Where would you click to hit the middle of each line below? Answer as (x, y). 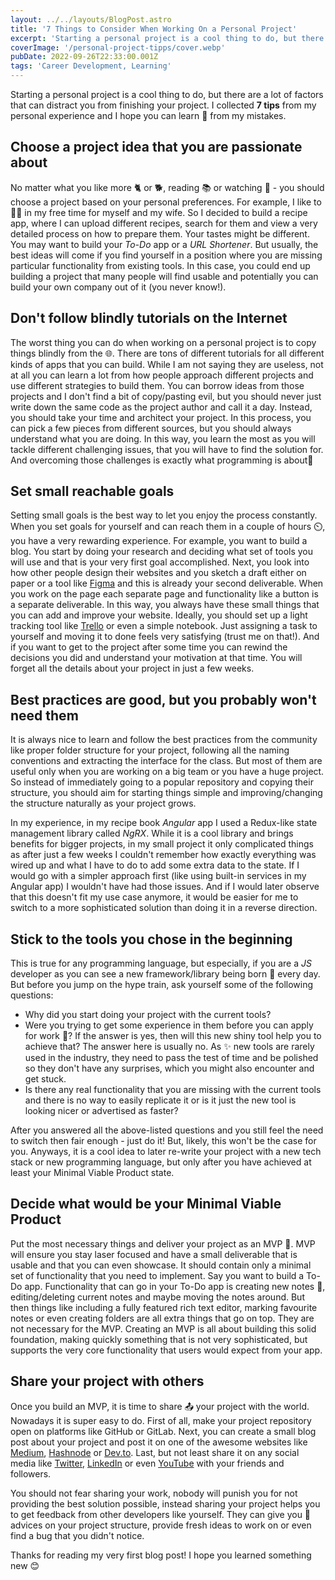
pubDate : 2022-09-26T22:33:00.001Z (84, 57)
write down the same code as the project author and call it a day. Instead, (161, 407)
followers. (31, 1473)
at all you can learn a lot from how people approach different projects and (162, 375)
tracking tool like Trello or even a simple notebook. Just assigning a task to (164, 626)
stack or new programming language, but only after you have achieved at (161, 1162)
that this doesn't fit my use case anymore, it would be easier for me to (154, 897)
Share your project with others (107, 1381)
